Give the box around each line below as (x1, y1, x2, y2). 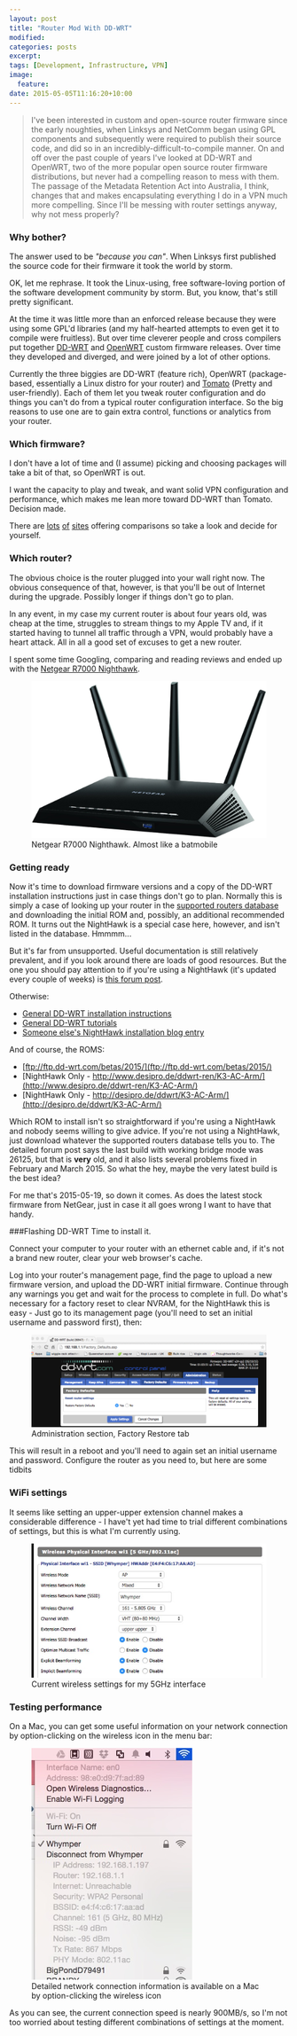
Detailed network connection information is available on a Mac (31, 1981, 260, 1992)
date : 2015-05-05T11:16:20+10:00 (9, 89, 133, 98)
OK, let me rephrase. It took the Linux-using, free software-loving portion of (9, 278, 285, 288)
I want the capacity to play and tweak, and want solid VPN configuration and (9, 484, 289, 496)
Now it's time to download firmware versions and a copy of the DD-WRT (9, 881, 273, 892)
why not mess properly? (30, 208, 120, 219)
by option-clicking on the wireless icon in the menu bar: (9, 1730, 213, 1742)
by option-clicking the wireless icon (31, 1991, 162, 2001)
